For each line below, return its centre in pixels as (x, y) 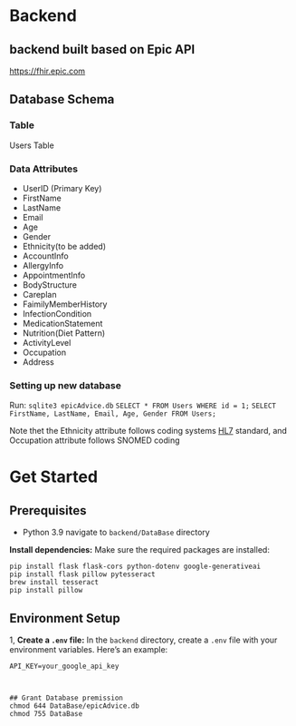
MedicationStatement (62, 323)
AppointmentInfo (54, 275)
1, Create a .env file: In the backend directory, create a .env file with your (143, 640)
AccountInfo (46, 256)
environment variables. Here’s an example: (89, 650)
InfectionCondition (57, 313)
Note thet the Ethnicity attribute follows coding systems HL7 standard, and (148, 431)
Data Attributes (44, 169)
